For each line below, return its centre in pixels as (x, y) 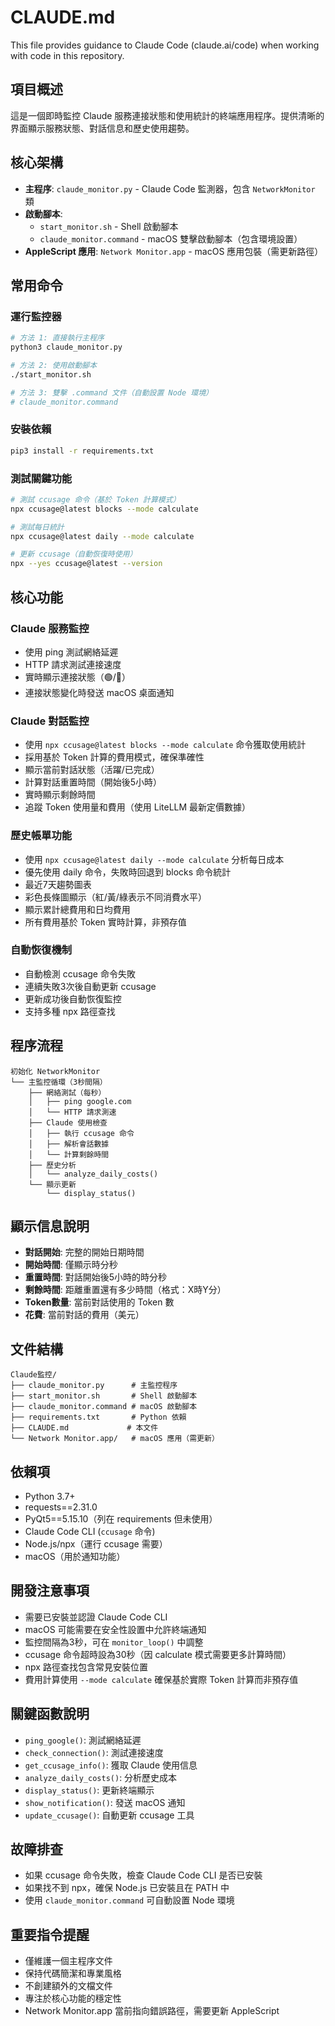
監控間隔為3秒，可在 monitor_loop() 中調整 (114, 1642)
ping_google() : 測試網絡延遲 (83, 1740)
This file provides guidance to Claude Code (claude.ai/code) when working (165, 45)
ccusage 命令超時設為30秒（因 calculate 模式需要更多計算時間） (158, 1654)
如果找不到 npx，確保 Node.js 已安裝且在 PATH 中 (127, 1888)
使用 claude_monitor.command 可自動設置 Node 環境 (129, 1900)
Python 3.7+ (50, 1497)
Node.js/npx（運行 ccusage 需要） (96, 1544)
